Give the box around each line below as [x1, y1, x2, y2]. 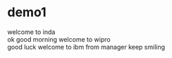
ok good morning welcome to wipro [7, 35, 111, 43]
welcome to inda [7, 28, 56, 36]
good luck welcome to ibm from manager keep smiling [7, 42, 166, 51]
